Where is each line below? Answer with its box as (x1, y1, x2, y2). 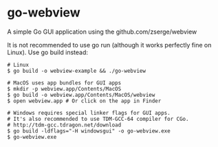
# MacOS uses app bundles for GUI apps (7, 79, 122, 87)
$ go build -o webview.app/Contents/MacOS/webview (7, 91, 155, 98)
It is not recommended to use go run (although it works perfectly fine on (7, 41, 212, 49)
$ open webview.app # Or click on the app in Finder (7, 98, 162, 104)
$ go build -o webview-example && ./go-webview (7, 67, 146, 74)
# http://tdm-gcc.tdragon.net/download (7, 122, 122, 128)
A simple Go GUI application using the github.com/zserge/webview (7, 27, 197, 36)
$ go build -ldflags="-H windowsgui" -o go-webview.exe (7, 127, 171, 135)
